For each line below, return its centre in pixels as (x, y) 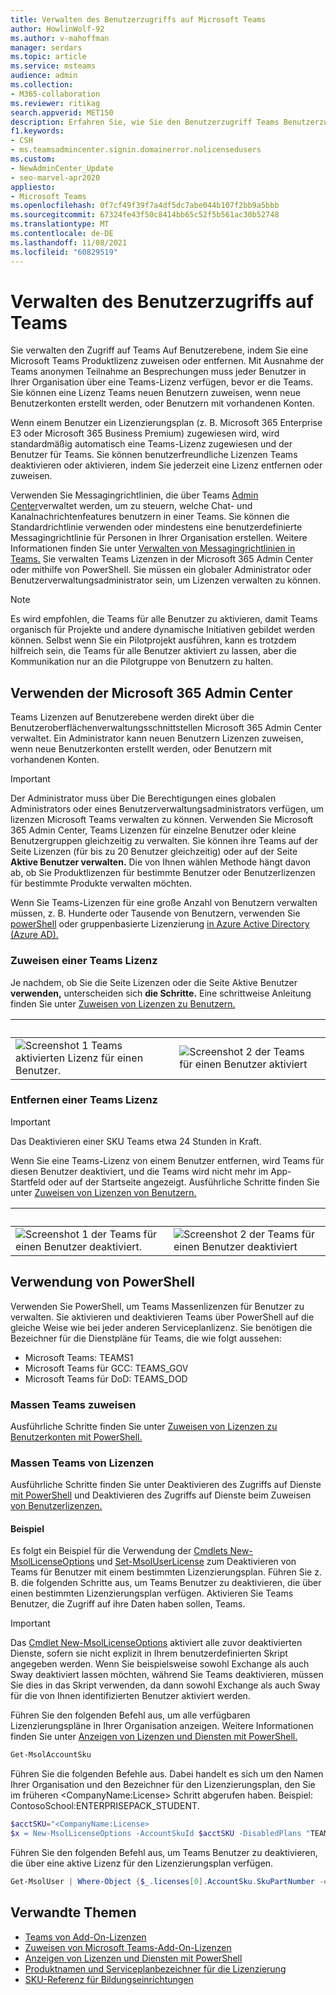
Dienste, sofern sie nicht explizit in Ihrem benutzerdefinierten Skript (149, 1653)
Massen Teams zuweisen (73, 1404)
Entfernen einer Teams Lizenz (84, 1100)
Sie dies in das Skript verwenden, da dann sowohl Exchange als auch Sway (165, 1685)
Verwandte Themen (73, 1912)
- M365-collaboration (55, 94)
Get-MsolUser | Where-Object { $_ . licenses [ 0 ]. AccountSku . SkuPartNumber (162, 1882)
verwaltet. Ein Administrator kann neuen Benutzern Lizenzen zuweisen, (157, 738)
